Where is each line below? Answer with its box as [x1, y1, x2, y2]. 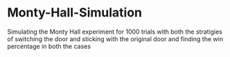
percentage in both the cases [7, 42, 91, 50]
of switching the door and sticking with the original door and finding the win [7, 34, 224, 43]
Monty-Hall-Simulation [7, 5, 143, 21]
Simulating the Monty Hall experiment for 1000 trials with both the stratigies [7, 27, 223, 36]
